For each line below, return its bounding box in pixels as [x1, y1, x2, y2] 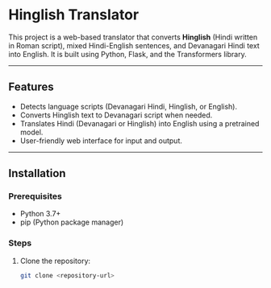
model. [19, 127, 44, 137]
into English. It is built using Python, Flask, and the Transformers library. [8, 49, 248, 59]
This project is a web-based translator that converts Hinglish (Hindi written [8, 32, 258, 42]
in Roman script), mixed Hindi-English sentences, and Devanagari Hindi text [8, 40, 260, 50]
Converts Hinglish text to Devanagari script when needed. [19, 110, 213, 120]
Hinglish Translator [8, 6, 140, 24]
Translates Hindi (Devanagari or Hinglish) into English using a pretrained [19, 118, 260, 128]
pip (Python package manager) [19, 217, 124, 227]
